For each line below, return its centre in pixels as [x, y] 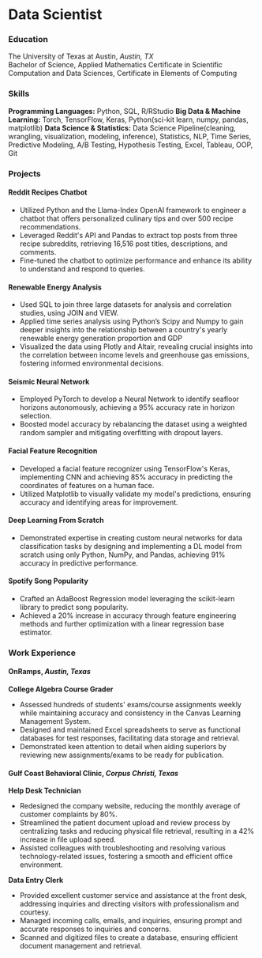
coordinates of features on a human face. [87, 485]
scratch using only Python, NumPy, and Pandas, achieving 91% [122, 555]
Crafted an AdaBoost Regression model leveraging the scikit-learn [127, 598]
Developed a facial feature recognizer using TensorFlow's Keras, [125, 468]
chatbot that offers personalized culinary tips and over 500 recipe [127, 218]
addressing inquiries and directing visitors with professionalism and [129, 904]
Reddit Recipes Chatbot [48, 192]
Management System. [55, 721]
